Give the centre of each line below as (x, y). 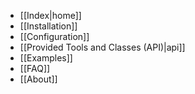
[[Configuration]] (54, 36)
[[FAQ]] (35, 68)
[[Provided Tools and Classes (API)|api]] (102, 47)
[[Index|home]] (50, 15)
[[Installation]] (48, 26)
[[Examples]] (46, 58)
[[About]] (38, 79)
